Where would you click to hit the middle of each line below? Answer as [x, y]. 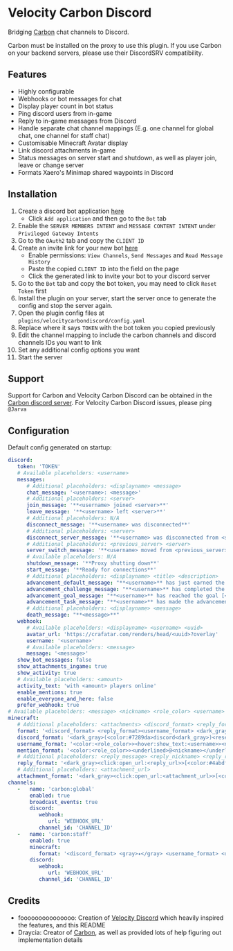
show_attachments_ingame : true [62, 667]
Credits [24, 901]
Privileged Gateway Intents [58, 234]
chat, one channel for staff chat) [64, 135]
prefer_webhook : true [48, 705]
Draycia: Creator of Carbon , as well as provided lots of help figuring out [120, 932]
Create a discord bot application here [71, 211]
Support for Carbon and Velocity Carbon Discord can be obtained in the [110, 395]
